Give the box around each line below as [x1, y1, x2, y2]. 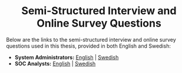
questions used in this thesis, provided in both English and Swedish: [6, 42, 171, 49]
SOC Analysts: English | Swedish [14, 60, 96, 67]
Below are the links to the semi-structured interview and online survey [6, 36, 177, 43]
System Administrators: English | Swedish [14, 54, 119, 61]
